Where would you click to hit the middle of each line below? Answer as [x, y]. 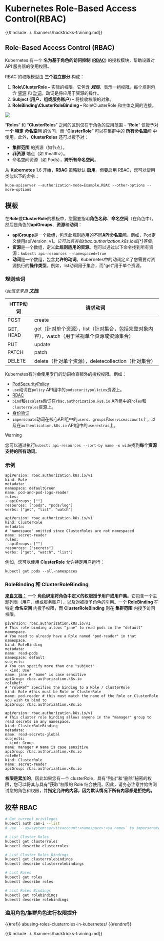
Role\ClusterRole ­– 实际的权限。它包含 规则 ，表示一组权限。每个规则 [82, 87]
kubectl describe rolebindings [37, 900]
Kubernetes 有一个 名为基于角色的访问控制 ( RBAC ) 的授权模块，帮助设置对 [80, 60]
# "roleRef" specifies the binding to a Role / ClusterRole [68, 688]
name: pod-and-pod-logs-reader [37, 493]
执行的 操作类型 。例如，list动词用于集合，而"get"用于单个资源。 [80, 265]
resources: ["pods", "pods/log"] [39, 506]
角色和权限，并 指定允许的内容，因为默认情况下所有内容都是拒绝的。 [86, 791]
